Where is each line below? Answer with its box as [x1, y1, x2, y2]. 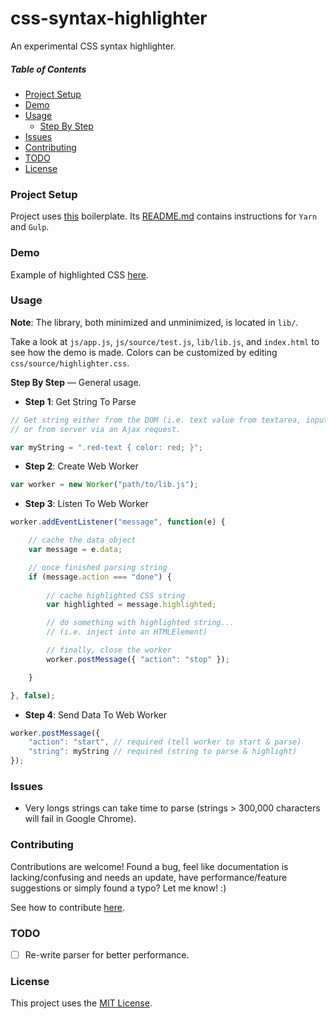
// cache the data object [28, 535, 137, 546]
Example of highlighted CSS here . [10, 268, 149, 281]
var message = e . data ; [28, 545, 123, 555]
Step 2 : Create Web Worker [24, 460, 139, 472]
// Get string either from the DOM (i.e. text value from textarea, [10, 415, 302, 425]
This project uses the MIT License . [10, 997, 153, 1009]
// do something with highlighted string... [46, 618, 235, 628]
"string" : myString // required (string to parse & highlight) [28, 747, 298, 757]
